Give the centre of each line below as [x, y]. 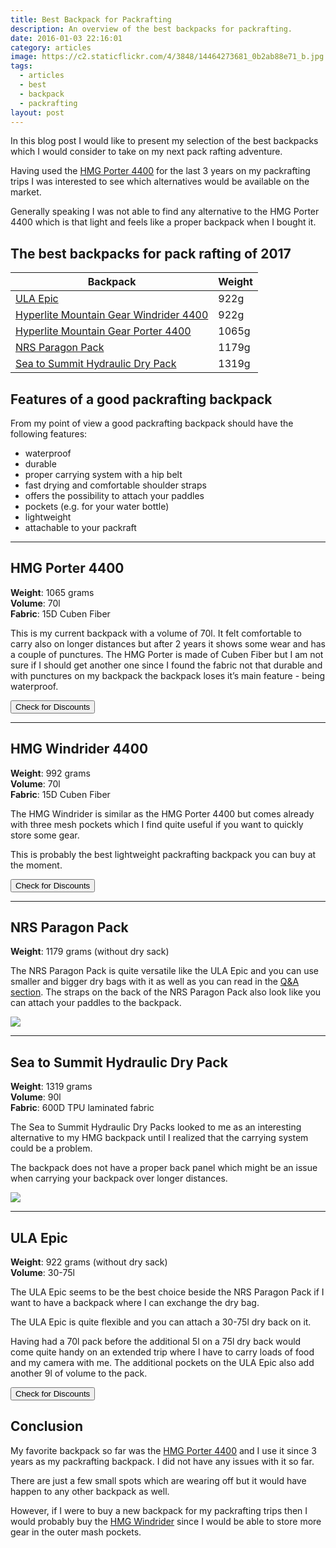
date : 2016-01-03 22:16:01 [66, 38]
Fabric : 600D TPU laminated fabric [82, 1108]
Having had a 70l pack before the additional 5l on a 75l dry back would [156, 1342]
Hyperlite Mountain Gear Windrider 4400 [112, 315]
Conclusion [47, 1426]
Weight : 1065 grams [52, 592]
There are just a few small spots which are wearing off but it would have [158, 1480]
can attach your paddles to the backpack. [96, 1003]
